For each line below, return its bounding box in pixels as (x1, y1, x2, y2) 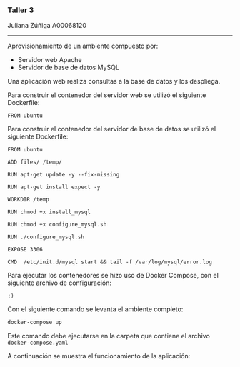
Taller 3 (7, 5, 34, 15)
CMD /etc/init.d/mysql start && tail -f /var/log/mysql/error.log (7, 258, 213, 266)
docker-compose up (7, 319, 62, 326)
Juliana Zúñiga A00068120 (7, 21, 87, 30)
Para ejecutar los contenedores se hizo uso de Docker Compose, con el (7, 271, 219, 280)
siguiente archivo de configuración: (7, 278, 112, 287)
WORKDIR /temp (7, 196, 50, 203)
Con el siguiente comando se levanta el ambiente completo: (7, 305, 184, 313)
